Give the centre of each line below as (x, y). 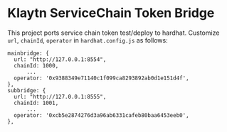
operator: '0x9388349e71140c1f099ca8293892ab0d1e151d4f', (102, 78)
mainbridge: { (28, 53)
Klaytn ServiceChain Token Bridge (111, 13)
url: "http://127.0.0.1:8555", (60, 97)
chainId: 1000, (36, 65)
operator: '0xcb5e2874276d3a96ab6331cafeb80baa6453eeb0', (102, 115)
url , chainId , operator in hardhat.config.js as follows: (88, 40)
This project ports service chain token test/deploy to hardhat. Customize (114, 33)
